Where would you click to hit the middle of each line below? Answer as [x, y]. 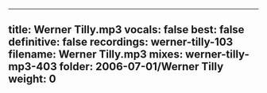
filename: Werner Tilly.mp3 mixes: [96, 55]
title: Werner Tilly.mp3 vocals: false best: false [126, 30]
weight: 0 [32, 79]
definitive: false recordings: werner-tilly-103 [121, 42]
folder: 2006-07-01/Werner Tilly [141, 67]
